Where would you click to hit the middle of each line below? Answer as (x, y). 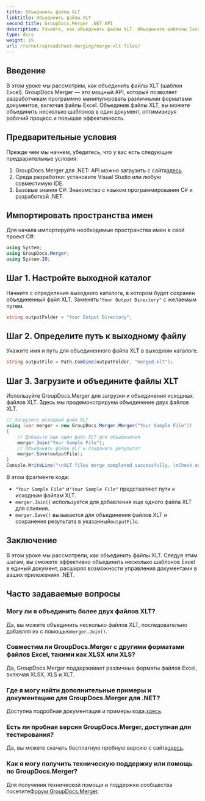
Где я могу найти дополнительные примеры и (79, 690)
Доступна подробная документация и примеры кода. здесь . (85, 711)
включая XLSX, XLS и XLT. (41, 674)
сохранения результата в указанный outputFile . (77, 521)
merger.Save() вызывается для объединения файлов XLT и (91, 515)
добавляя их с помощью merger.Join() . (57, 631)
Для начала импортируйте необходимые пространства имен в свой (95, 230)
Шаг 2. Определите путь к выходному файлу (96, 336)
